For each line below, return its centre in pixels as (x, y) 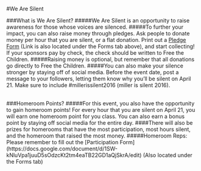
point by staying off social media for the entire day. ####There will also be (100, 123)
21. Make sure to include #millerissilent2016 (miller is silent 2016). (88, 85)
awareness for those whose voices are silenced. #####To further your (95, 27)
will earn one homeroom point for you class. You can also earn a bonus (95, 116)
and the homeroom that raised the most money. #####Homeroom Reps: (97, 136)
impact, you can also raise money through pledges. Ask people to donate (98, 33)
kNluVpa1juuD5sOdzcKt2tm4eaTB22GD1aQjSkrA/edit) (74, 155)
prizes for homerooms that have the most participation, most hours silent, (98, 129)
